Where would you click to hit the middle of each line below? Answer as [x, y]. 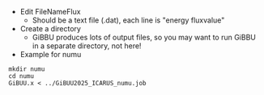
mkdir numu [27, 69]
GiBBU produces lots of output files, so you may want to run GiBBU [144, 37]
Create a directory [50, 29]
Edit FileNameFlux [50, 12]
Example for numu [51, 54]
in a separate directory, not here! [87, 46]
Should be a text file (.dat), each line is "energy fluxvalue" [128, 20]
